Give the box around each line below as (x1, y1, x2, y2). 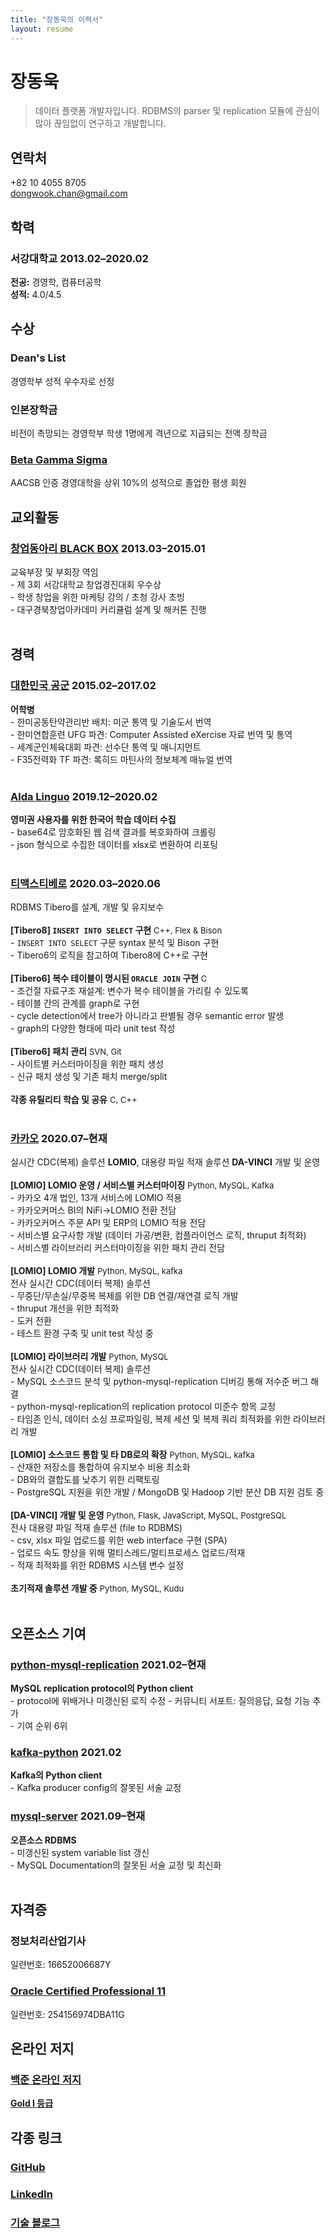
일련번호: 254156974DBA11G (10, 2008, 125, 2020)
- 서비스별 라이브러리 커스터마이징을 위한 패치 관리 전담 (10, 1242, 226, 1254)
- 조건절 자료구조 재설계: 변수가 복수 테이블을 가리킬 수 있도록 (10, 985, 249, 997)
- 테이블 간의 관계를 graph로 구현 (10, 997, 140, 1010)
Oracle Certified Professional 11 (10, 1984, 167, 1998)
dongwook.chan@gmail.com (10, 187, 128, 200)
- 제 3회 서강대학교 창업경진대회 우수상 (10, 578, 162, 590)
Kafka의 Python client (10, 1769, 103, 1781)
